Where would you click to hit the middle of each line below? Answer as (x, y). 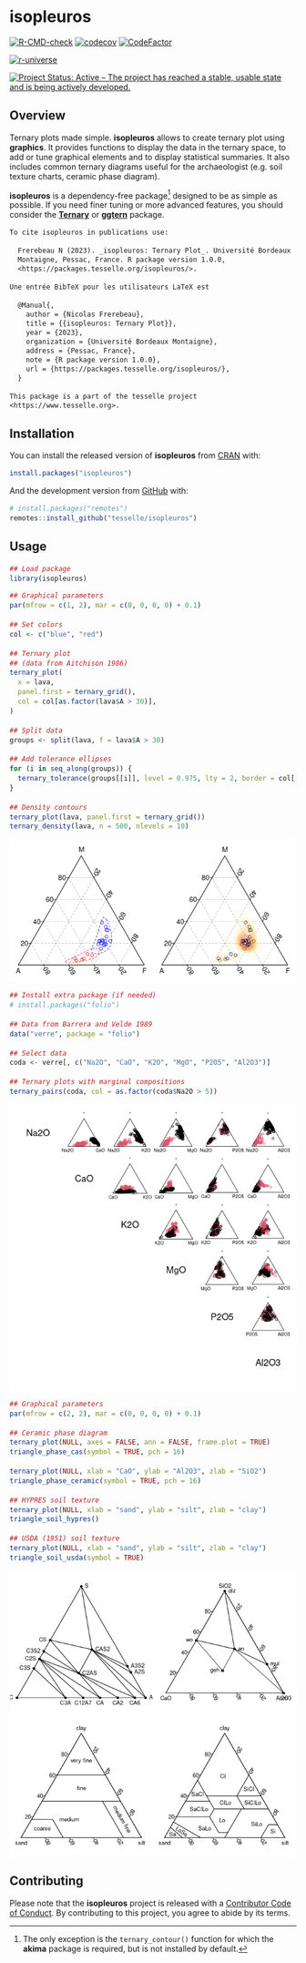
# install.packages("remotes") (69, 509)
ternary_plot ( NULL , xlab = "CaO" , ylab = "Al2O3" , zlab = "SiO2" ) (138, 1472)
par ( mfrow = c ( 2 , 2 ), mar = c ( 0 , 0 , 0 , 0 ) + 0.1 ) (106, 1414)
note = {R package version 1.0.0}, (93, 360)
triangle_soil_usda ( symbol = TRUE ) (77, 1558)
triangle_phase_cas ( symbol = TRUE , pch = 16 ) (97, 1452)
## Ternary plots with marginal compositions (97, 1082)
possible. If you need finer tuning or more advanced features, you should (147, 205)
